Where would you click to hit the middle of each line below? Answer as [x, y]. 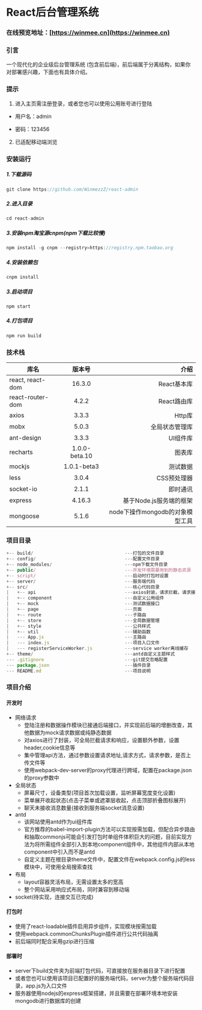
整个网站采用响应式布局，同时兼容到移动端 [77, 889]
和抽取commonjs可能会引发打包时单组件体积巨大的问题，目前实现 [105, 837]
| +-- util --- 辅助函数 [79, 632]
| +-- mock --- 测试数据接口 [83, 604]
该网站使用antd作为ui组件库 [58, 822]
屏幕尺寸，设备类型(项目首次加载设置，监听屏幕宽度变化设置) [99, 793]
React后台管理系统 [53, 12]
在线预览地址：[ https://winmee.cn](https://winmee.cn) [88, 33]
